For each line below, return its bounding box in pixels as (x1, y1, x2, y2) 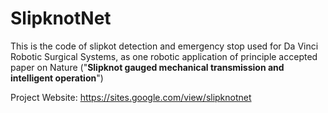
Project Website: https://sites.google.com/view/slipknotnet (10, 91, 252, 103)
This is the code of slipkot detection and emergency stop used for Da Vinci (10, 40, 319, 52)
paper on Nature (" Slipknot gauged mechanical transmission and (10, 61, 285, 73)
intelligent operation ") (10, 72, 104, 84)
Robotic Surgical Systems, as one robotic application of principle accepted (10, 50, 318, 62)
